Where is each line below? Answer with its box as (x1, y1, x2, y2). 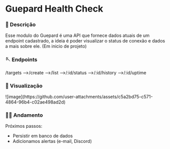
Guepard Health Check (5, 3, 104, 15)
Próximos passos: (5, 123, 43, 129)
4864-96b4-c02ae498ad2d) (5, 99, 66, 105)
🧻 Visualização (5, 82, 43, 89)
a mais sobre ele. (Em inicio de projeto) (5, 43, 87, 49)
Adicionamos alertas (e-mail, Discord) (12, 138, 92, 144)
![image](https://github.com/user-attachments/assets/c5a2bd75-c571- (5, 94, 153, 100)
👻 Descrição (5, 21, 36, 28)
